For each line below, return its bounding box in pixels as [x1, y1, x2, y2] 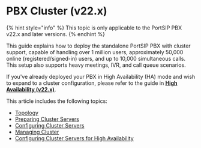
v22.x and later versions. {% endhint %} [6, 30, 105, 37]
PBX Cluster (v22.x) [6, 4, 107, 18]
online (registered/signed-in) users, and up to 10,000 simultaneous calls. [6, 55, 186, 62]
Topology [14, 109, 39, 116]
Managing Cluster [14, 128, 59, 135]
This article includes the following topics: [6, 97, 108, 105]
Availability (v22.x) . [6, 85, 56, 93]
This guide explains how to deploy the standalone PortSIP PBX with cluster [6, 42, 191, 49]
